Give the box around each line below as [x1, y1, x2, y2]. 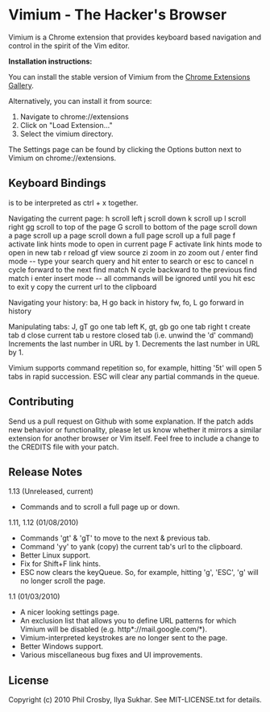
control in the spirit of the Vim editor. [8, 40, 131, 50]
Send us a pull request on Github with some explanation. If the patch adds [8, 416, 254, 426]
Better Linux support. [19, 550, 91, 561]
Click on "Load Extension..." [19, 120, 113, 130]
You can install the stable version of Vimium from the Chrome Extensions [8, 72, 251, 81]
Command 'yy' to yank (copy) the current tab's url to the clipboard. [19, 542, 243, 552]
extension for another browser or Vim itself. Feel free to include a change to [8, 433, 260, 443]
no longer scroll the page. [19, 576, 106, 586]
